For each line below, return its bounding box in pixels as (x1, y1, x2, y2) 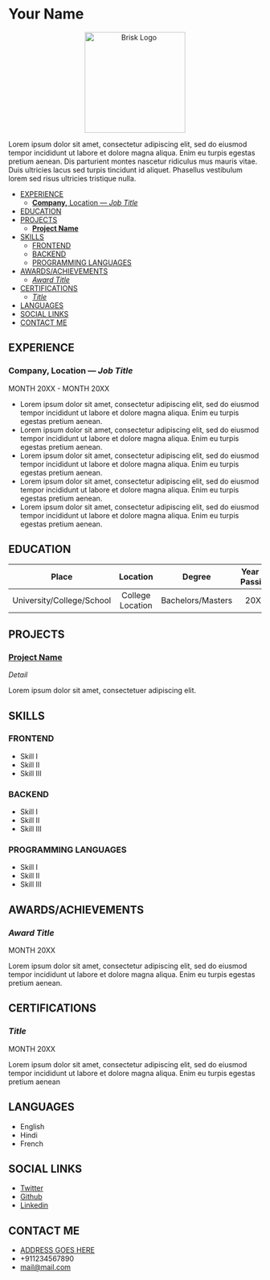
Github (19, 1192, 43, 1202)
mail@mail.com (19, 1262, 71, 1272)
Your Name (8, 5, 84, 23)
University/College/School (12, 595, 112, 606)
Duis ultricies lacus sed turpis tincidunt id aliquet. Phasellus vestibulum (8, 164, 243, 174)
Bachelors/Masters (160, 595, 233, 606)
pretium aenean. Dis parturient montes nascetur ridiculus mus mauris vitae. (8, 156, 258, 166)
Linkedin (19, 1200, 49, 1210)
